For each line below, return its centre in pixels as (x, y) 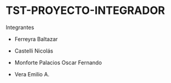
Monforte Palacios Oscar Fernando (58, 62)
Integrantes (20, 27)
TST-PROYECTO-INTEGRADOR (85, 11)
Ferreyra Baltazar (36, 39)
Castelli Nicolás (34, 51)
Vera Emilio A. (32, 74)
